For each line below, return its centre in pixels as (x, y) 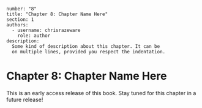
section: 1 (20, 20)
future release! (25, 99)
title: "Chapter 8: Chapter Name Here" (57, 14)
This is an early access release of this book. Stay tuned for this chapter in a (101, 93)
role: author (34, 36)
